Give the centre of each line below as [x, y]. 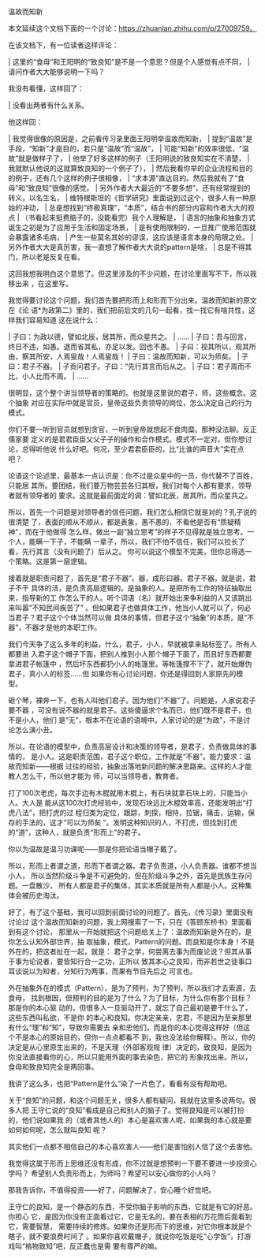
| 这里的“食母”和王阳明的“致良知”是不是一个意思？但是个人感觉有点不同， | [129, 62]
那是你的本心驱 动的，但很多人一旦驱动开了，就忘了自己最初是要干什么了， [130, 1008]
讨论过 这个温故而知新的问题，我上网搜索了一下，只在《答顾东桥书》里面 [127, 922]
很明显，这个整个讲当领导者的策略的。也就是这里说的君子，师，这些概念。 [129, 393]
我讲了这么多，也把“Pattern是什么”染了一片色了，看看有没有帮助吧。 [120, 1083]
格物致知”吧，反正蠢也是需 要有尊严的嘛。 [93, 1246]
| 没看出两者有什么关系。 [49, 105]
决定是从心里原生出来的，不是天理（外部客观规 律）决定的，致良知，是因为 [130, 1047]
